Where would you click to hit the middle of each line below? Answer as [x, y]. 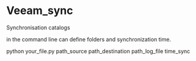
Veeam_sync [40, 11]
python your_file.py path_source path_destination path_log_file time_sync [98, 51]
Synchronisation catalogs [38, 27]
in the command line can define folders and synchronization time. [89, 39]
